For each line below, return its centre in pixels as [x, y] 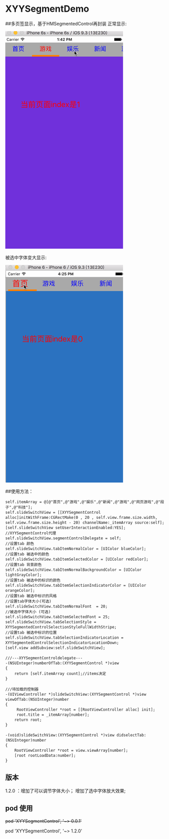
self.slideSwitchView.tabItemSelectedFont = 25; [58, 617]
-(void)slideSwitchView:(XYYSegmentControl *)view [60, 735]
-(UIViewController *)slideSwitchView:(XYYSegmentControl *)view [76, 694]
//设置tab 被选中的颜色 [27, 554]
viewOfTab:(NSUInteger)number [37, 699]
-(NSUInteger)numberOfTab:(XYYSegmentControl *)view [62, 663]
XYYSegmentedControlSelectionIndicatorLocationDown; [62, 643]
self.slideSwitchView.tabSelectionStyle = [51, 622]
